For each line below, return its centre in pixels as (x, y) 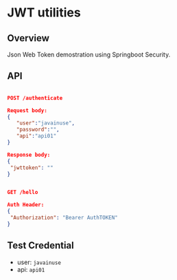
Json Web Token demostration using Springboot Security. (89, 54)
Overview (28, 38)
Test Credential (40, 246)
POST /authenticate (35, 98)
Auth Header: (26, 205)
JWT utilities (44, 13)
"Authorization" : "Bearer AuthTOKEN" (64, 218)
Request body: (27, 110)
